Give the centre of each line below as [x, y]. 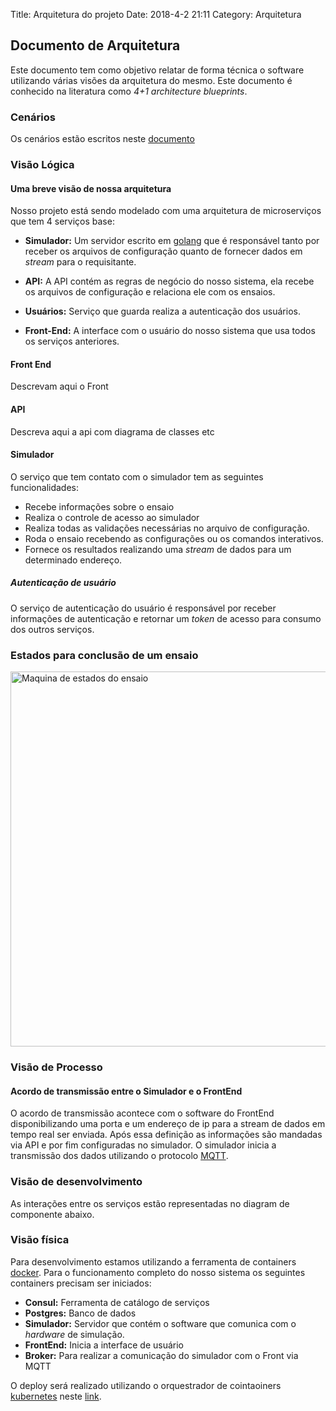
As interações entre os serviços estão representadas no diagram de [150, 1203]
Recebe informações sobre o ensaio [99, 506]
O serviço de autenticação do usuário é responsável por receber [143, 608]
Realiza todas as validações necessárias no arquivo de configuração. [167, 528]
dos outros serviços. [52, 629]
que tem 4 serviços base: [62, 221]
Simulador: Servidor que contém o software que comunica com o [160, 1323]
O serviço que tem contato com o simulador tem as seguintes [137, 476]
